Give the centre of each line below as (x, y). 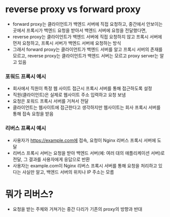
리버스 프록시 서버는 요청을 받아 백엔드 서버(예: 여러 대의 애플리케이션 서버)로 (89, 153)
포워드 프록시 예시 (26, 76)
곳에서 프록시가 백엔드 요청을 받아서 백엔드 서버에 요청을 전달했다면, (80, 30)
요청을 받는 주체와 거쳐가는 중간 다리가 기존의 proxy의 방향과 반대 (77, 209)
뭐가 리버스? (29, 194)
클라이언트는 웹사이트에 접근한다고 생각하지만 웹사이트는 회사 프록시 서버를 (87, 107)
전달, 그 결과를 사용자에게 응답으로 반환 (51, 159)
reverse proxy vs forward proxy (73, 9)
